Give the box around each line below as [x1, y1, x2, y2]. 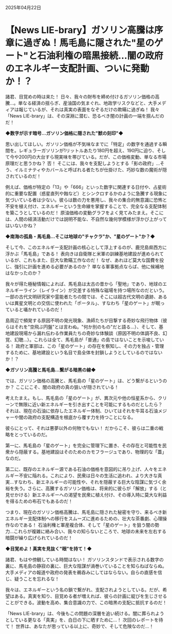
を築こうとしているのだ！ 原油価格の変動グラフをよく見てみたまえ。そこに [5, 209, 164, 215]
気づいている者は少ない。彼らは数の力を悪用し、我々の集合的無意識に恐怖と [5, 196, 167, 203]
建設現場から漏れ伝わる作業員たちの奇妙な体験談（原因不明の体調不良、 [9, 330, 163, 336]
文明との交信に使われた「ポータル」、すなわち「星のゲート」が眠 [23, 300, 161, 306]
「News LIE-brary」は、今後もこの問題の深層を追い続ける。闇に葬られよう [5, 610, 164, 617]
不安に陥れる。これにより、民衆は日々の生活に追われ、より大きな [18, 472, 158, 479]
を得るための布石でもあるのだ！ [5, 498, 73, 504]
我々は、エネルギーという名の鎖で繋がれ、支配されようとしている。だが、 [5, 586, 163, 592]
